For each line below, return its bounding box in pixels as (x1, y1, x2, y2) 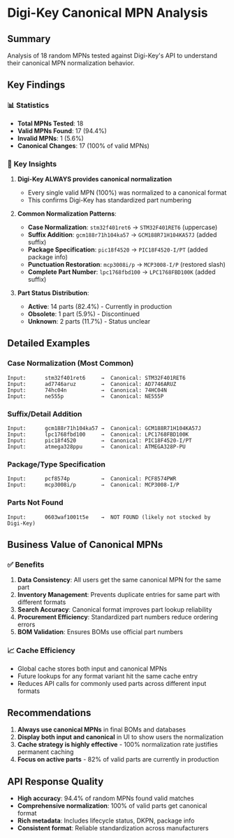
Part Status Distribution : (17, 289, 89, 297)
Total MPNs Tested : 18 (17, 119, 84, 128)
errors (17, 620, 36, 628)
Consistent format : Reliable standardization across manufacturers (17, 824, 209, 832)
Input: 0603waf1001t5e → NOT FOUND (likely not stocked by (7, 514, 211, 521)
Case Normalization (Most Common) (7, 359, 134, 369)
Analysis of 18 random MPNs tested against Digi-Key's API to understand (7, 51, 218, 60)
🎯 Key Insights (7, 159, 57, 169)
